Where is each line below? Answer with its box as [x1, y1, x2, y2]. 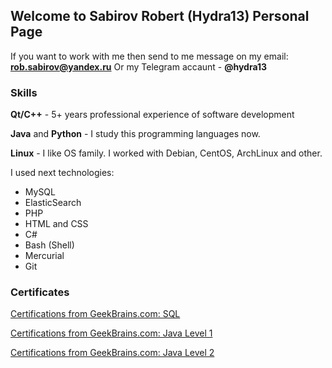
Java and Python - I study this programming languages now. [10, 128, 261, 140]
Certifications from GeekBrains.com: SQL [10, 308, 181, 320]
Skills [10, 85, 38, 99]
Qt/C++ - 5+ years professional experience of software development [10, 109, 295, 121]
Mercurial [24, 250, 65, 262]
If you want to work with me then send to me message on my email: [10, 50, 289, 62]
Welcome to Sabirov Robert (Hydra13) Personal [10, 8, 310, 25]
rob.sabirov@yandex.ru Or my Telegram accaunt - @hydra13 [10, 60, 268, 73]
